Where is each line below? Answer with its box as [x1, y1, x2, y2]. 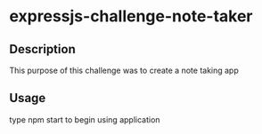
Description [9, 42, 76, 57]
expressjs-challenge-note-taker [9, 6, 253, 27]
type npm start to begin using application [9, 114, 160, 125]
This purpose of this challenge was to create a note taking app [9, 65, 239, 75]
